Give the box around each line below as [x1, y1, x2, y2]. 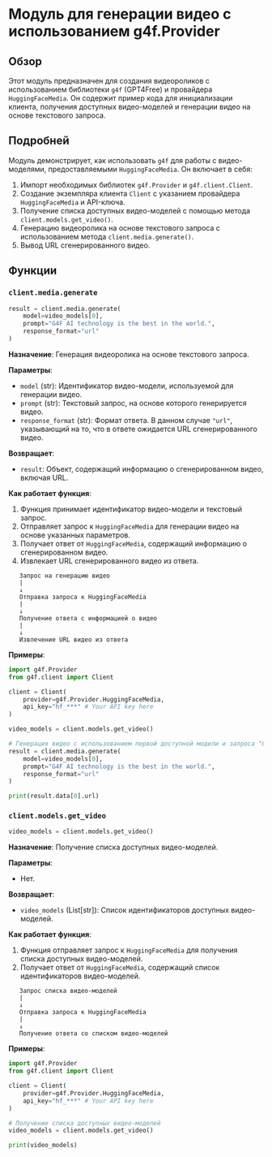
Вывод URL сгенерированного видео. [19, 240, 151, 250]
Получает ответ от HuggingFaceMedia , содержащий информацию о [19, 538, 248, 548]
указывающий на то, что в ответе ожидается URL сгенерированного [19, 424, 257, 434]
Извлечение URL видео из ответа [19, 635, 129, 644]
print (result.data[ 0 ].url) [8, 792, 100, 801]
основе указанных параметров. [19, 529, 131, 540]
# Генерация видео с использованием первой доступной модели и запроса [8, 740, 255, 748]
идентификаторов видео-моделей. [19, 971, 141, 981]
